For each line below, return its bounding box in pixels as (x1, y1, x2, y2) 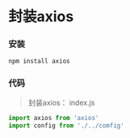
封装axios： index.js (27, 97, 95, 107)
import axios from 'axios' (8, 114, 99, 122)
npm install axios (8, 58, 70, 66)
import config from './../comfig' (8, 121, 125, 130)
